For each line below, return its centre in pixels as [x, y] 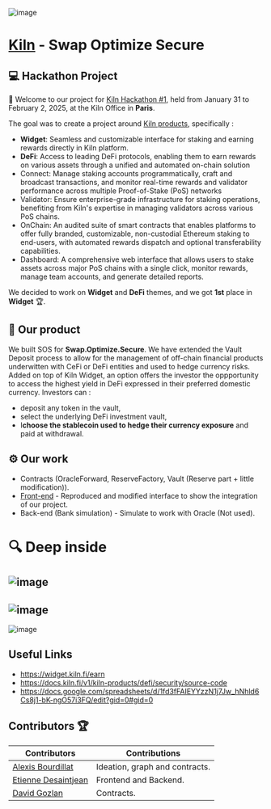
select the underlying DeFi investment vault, [93, 416]
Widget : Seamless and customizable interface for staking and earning [137, 139]
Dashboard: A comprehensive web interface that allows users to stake [137, 259]
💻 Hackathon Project [63, 76]
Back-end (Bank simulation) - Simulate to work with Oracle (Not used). [138, 512]
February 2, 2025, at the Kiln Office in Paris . [82, 108]
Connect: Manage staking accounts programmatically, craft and [126, 173]
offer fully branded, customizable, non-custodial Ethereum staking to [135, 234]
